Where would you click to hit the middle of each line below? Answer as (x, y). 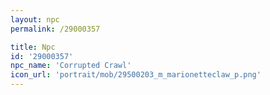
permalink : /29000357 (55, 29)
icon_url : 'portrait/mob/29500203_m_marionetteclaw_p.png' (136, 75)
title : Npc (33, 47)
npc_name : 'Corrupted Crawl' (71, 66)
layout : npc (35, 19)
